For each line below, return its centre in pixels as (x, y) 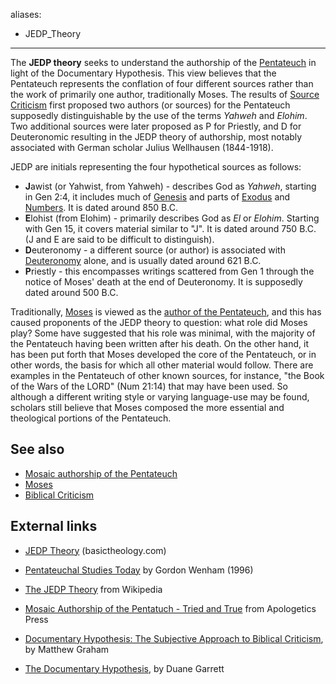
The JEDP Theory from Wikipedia (93, 589)
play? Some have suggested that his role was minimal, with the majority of (163, 333)
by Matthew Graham (67, 649)
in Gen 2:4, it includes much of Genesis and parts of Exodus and (157, 197)
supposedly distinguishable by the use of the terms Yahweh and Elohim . (159, 115)
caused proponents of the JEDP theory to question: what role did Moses (159, 322)
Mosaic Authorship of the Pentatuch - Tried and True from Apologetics (170, 608)
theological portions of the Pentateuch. (91, 418)
